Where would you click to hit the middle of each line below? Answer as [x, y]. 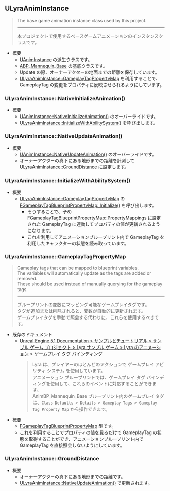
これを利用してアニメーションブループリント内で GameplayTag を [96, 237]
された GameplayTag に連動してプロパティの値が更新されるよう [94, 224]
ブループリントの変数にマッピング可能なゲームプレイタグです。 [83, 305]
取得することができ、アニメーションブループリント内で [86, 439]
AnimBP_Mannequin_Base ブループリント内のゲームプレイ [93, 396]
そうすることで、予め [49, 211]
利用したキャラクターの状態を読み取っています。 [78, 243]
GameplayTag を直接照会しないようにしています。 [72, 445]
